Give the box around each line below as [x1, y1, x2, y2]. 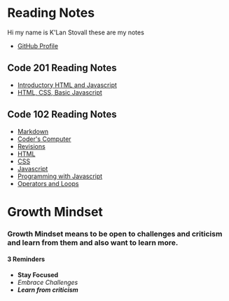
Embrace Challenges [17, 278, 78, 286]
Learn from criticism [17, 286, 78, 294]
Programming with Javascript [17, 172, 103, 180]
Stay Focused [17, 270, 59, 279]
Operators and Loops [17, 179, 79, 187]
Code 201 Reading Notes [7, 62, 117, 74]
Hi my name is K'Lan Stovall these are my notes [7, 28, 145, 36]
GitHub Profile [17, 41, 58, 50]
